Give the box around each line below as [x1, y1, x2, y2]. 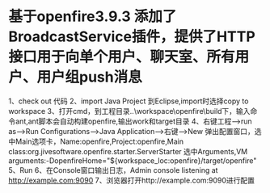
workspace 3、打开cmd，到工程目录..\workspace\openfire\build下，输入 [8, 106, 251, 115]
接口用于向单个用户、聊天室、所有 [8, 48, 236, 66]
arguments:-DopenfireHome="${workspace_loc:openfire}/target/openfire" [8, 155, 257, 166]
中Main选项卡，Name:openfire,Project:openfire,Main [8, 136, 184, 146]
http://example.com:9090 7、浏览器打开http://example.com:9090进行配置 [8, 175, 255, 185]
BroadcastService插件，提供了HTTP [8, 27, 256, 46]
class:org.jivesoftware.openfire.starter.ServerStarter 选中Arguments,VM [8, 146, 248, 156]
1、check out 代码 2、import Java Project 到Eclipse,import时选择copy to [8, 96, 249, 106]
